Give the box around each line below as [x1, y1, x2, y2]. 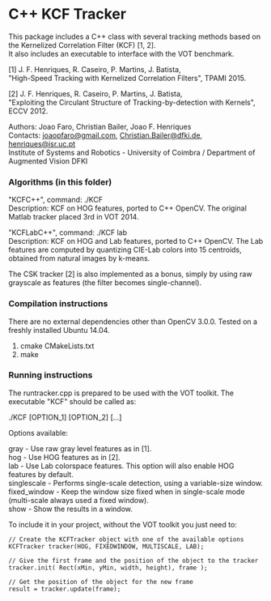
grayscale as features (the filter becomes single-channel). [8, 278, 202, 288]
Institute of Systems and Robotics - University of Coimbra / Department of [8, 147, 256, 157]
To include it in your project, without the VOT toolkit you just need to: [8, 519, 237, 529]
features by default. [8, 469, 74, 479]
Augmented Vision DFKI [8, 156, 88, 166]
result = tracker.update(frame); [8, 585, 121, 593]
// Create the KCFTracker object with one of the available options [8, 535, 244, 543]
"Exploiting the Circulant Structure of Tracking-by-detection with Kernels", [8, 97, 256, 107]
